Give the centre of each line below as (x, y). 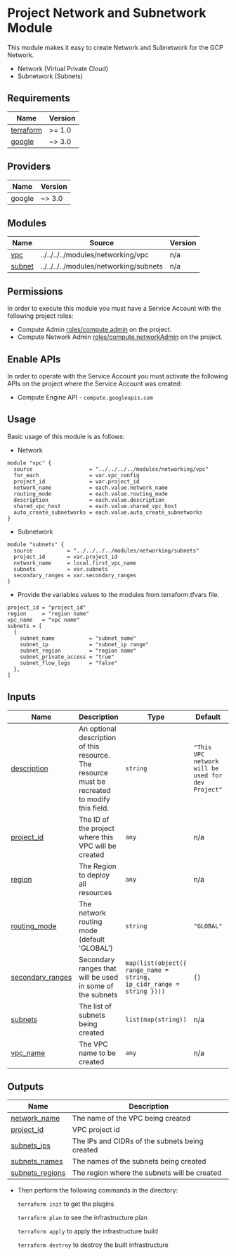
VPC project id (97, 1130)
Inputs (22, 697)
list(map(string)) (156, 1019)
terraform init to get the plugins (66, 1204)
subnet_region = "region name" (78, 651)
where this (96, 837)
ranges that (97, 968)
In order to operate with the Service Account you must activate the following (118, 376)
